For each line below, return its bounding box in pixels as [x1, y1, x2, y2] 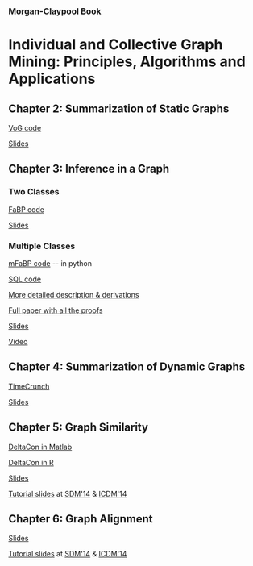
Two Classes [8, 186, 60, 198]
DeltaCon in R [8, 457, 54, 467]
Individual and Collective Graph [8, 35, 223, 54]
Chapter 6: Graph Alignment [8, 512, 153, 526]
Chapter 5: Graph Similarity [8, 421, 149, 435]
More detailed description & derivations [8, 289, 139, 299]
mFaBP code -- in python [8, 258, 93, 268]
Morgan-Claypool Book [8, 6, 102, 17]
